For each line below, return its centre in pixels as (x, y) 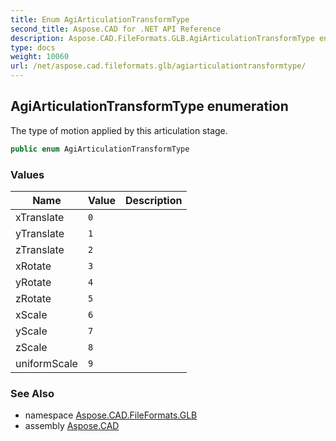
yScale (31, 331)
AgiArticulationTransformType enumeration (149, 106)
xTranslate (40, 217)
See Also (32, 393)
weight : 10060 (40, 57)
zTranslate (40, 249)
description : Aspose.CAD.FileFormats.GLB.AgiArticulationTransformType (162, 38)
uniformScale (46, 363)
